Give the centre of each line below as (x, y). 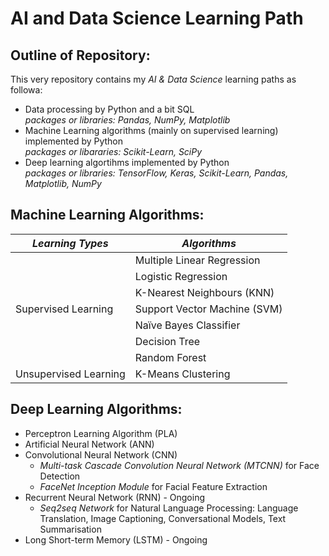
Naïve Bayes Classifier (187, 325)
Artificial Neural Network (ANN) (89, 444)
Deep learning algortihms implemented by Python (127, 162)
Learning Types (70, 243)
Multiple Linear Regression (197, 260)
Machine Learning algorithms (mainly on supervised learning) (151, 130)
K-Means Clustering (182, 374)
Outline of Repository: (80, 55)
